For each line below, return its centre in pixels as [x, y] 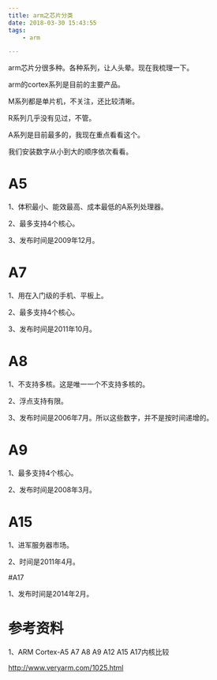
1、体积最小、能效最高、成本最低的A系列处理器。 [88, 207]
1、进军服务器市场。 [41, 544]
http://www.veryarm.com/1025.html [66, 667]
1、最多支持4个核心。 [43, 473]
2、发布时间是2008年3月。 [52, 489]
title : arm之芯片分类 [41, 15]
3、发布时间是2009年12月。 [54, 241]
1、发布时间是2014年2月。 [51, 593]
